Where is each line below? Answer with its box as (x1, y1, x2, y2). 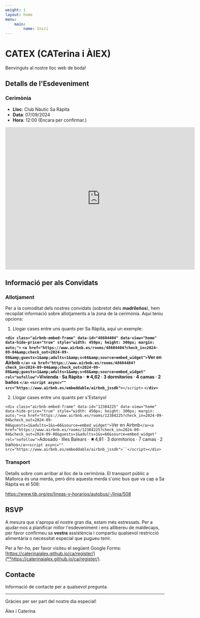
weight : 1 (5, 7, 26, 13)
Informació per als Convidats (5, 279, 98, 287)
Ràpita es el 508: (5, 481, 40, 487)
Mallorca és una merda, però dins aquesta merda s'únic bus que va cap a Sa (5, 476, 165, 482)
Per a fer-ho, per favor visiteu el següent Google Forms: (5, 545, 121, 551)
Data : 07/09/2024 (12, 111, 51, 118)
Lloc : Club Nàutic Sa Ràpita (12, 106, 70, 112)
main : (14, 21, 26, 27)
